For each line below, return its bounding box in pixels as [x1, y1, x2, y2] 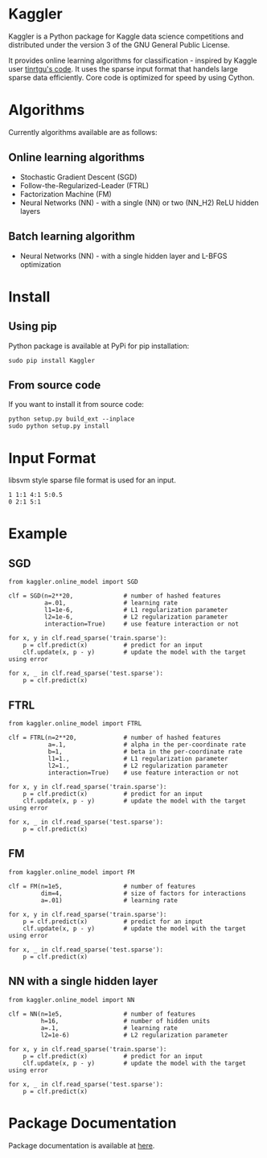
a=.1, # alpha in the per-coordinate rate [47, 741, 247, 749]
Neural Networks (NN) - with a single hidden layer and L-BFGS [19, 251, 228, 261]
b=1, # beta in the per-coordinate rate [47, 748, 243, 756]
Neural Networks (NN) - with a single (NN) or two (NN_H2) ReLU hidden [19, 198, 259, 207]
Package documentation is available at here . [8, 1140, 155, 1150]
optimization [19, 259, 62, 269]
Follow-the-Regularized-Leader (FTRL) [19, 180, 150, 190]
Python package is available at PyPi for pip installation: [8, 341, 190, 351]
